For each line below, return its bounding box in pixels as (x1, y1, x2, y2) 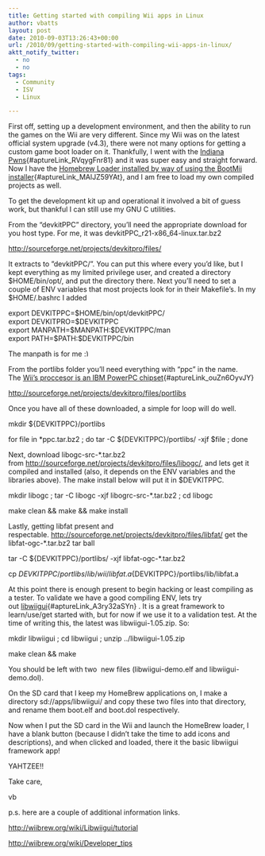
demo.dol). (8, 673, 44, 683)
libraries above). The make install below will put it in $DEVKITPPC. (8, 475, 225, 485)
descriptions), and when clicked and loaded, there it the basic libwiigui (8, 738, 239, 747)
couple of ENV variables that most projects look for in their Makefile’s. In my (8, 285, 256, 294)
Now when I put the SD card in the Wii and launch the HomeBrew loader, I (8, 721, 249, 730)
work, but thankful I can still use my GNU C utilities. (8, 204, 176, 215)
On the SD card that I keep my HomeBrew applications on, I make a (8, 688, 228, 698)
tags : (8, 71, 26, 79)
